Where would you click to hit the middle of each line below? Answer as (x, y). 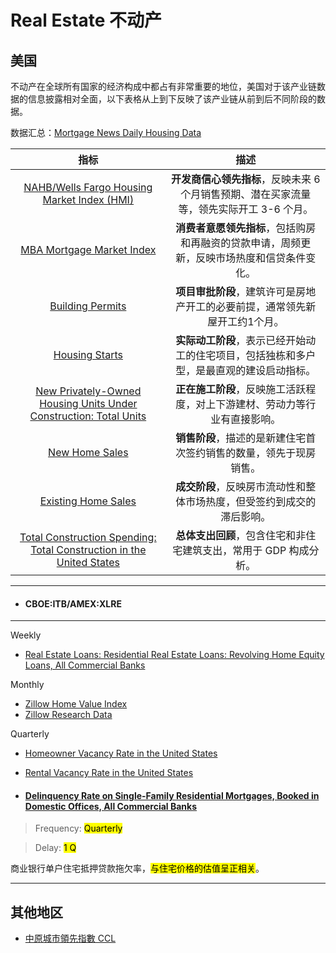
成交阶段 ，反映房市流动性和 (241, 486)
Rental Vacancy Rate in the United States (109, 773)
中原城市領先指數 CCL (70, 938)
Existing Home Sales (88, 501)
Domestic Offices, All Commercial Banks (111, 806)
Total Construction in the (88, 549)
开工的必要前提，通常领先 (246, 306)
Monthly (27, 685)
